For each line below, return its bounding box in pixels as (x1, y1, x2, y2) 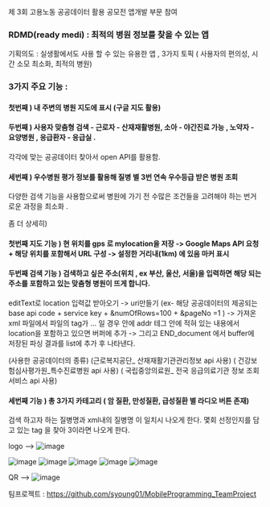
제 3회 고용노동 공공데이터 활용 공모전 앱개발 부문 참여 (8, 7, 178, 16)
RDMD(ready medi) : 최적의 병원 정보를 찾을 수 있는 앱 (8, 29, 209, 40)
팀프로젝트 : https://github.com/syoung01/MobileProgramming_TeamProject (8, 489, 257, 499)
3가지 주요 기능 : (8, 81, 68, 93)
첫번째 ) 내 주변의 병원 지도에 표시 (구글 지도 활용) (8, 102, 162, 112)
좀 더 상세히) (8, 218, 48, 228)
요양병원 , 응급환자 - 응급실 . (8, 132, 96, 143)
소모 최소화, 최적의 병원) (16, 59, 92, 69)
